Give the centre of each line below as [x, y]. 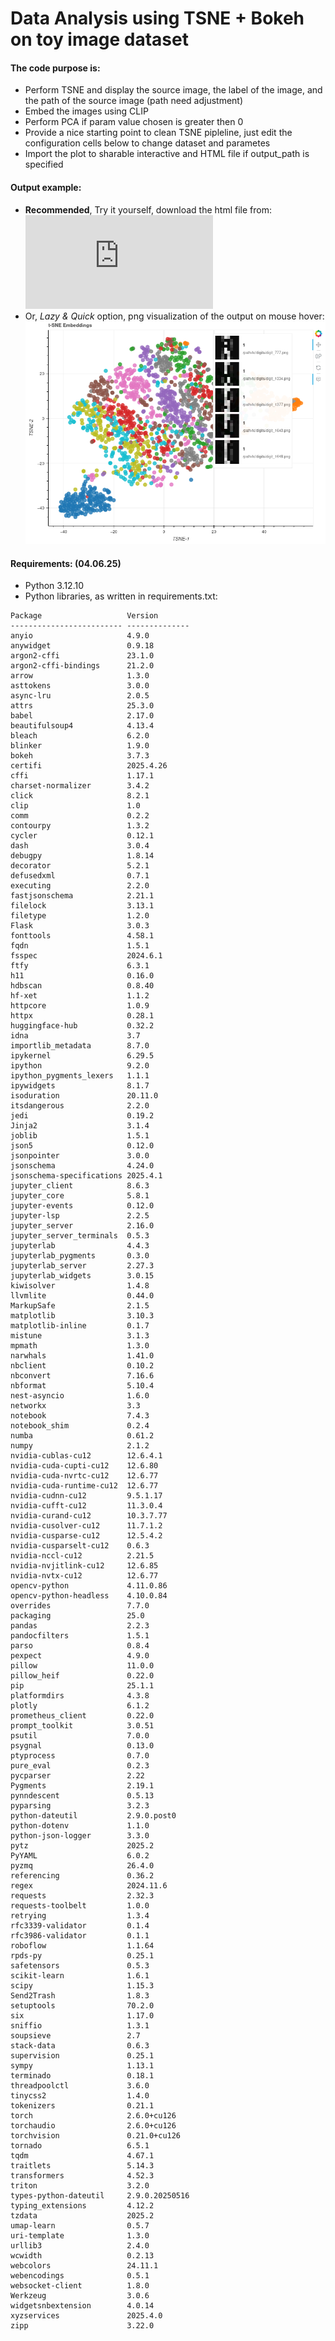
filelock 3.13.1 [82, 906]
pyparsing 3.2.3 [80, 1806]
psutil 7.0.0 [80, 1736]
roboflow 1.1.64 [82, 1946]
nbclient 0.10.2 [82, 1366]
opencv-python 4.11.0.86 [89, 1586]
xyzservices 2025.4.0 [86, 2316]
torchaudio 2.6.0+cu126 [93, 2126]
